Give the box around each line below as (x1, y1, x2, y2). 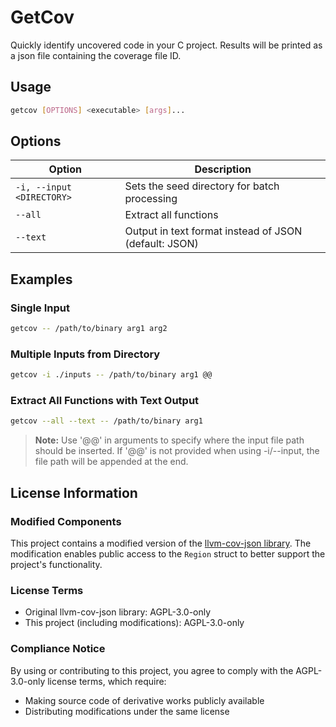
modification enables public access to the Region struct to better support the (10, 548, 326, 560)
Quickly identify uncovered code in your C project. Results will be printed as (10, 39, 323, 51)
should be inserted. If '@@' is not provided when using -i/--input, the (34, 445, 320, 457)
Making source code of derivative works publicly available (24, 694, 265, 706)
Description (194, 162, 252, 176)
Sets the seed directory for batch (124, 179, 280, 193)
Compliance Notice (10, 642, 106, 656)
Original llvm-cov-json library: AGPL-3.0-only (24, 606, 212, 618)
